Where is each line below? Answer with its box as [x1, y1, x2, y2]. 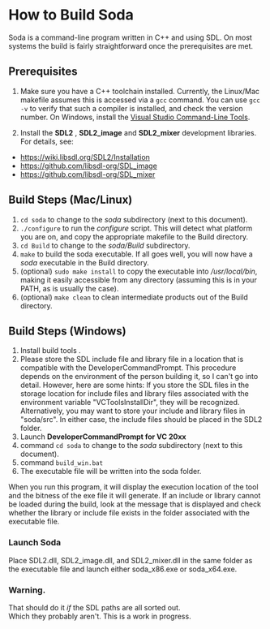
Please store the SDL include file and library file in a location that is [19, 355, 244, 364]
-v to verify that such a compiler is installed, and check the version [19, 103, 243, 113]
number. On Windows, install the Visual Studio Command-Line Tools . [19, 112, 251, 122]
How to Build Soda [8, 6, 134, 24]
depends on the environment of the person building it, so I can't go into [19, 372, 259, 381]
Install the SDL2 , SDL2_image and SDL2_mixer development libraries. [19, 127, 257, 137]
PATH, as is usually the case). [19, 283, 119, 293]
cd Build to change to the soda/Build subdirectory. [19, 240, 191, 250]
